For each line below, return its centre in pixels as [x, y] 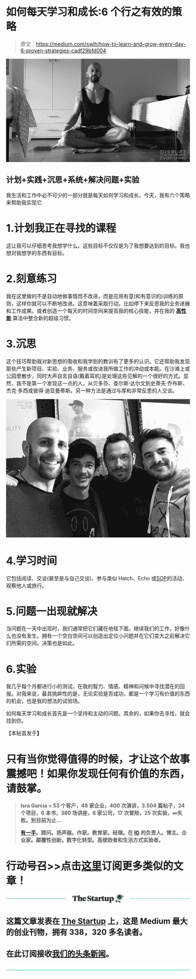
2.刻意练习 [32, 278]
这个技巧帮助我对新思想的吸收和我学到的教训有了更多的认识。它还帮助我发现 [98, 361]
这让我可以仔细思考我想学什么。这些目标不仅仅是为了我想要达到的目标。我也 [98, 245]
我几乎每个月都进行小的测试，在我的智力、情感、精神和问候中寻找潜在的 [93, 686]
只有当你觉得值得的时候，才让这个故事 [98, 759]
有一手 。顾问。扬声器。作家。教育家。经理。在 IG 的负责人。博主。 [101, 833]
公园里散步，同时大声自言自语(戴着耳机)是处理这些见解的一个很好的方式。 [95, 376]
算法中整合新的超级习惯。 [43, 318]
